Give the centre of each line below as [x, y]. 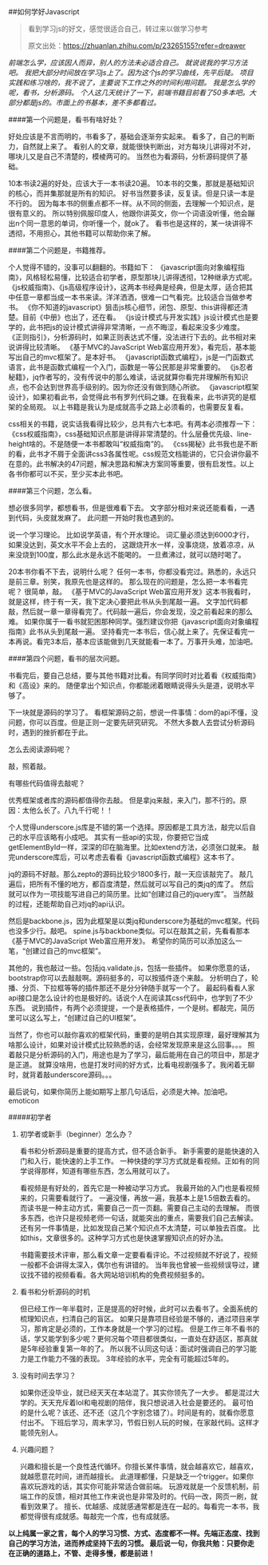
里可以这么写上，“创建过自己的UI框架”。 [75, 1018]
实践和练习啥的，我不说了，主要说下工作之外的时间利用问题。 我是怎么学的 [132, 83]
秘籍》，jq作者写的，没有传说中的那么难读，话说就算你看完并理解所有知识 [128, 377]
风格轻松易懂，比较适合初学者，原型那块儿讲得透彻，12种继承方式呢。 [141, 277]
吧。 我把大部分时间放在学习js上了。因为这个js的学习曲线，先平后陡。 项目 [131, 73]
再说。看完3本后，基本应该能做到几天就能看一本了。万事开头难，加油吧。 [136, 642]
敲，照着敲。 [29, 766]
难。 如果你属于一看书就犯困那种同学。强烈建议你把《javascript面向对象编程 [134, 622]
